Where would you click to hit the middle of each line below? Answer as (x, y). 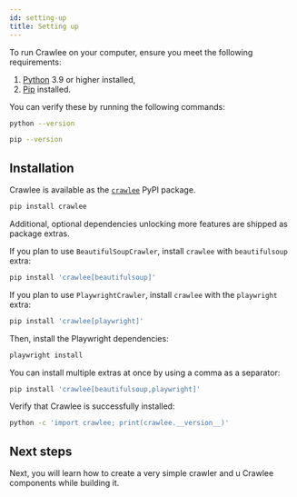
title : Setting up (44, 26)
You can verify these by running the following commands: (117, 106)
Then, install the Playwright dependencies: (89, 338)
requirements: (35, 62)
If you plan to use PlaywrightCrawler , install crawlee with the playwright (144, 294)
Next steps (41, 451)
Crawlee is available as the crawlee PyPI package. (103, 190)
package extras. (40, 234)
